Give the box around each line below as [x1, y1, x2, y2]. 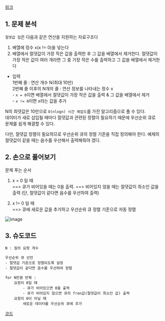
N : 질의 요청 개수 [5, 246, 39, 251]
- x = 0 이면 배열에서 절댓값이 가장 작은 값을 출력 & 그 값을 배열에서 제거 [12, 91, 150, 97]
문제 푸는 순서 [5, 167, 32, 173]
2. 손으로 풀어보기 [5, 153, 56, 161]
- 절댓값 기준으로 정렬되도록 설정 [5, 261, 63, 265]
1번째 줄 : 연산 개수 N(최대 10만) [12, 79, 74, 85]
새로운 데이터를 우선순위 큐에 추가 [23, 301, 82, 306]
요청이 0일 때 [14, 281, 38, 286]
